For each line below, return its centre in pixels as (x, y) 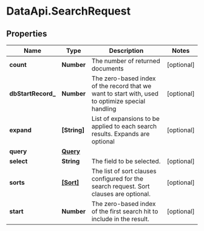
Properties (27, 34)
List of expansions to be (125, 119)
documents (107, 68)
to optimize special (118, 101)
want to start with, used (125, 94)
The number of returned (126, 61)
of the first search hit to (125, 211)
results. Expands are (121, 134)
